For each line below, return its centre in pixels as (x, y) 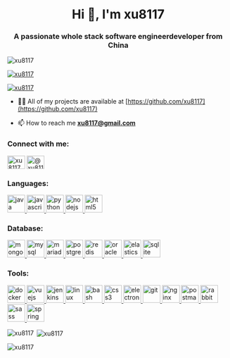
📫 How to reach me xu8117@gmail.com (76, 123)
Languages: (28, 183)
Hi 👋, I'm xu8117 (118, 14)
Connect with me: (38, 144)
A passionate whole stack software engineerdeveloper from (118, 37)
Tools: (18, 273)
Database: (25, 228)
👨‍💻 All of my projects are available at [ (72, 101)
